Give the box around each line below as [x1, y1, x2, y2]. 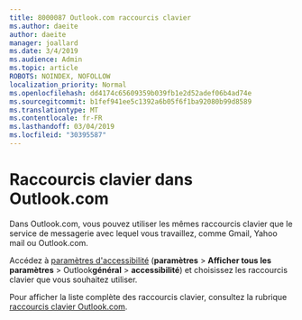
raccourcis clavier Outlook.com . [9, 301, 128, 312]
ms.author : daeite [9, 22, 78, 31]
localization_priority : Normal [9, 80, 127, 89]
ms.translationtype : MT [9, 105, 99, 114]
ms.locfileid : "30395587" [9, 131, 106, 140]
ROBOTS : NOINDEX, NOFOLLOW [9, 72, 111, 81]
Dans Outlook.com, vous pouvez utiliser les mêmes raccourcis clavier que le [9, 218, 293, 229]
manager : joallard [9, 38, 78, 48]
